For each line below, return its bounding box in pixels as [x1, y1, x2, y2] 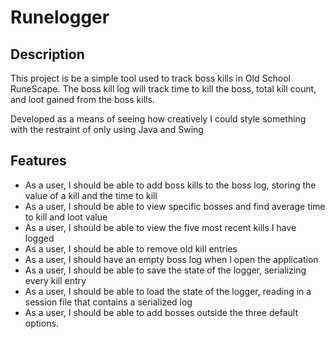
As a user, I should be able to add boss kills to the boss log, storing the [24, 179, 317, 191]
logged [24, 232, 55, 244]
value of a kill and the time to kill [24, 189, 158, 201]
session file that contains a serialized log [24, 296, 193, 308]
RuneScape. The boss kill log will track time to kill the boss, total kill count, [10, 83, 317, 95]
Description [10, 46, 85, 63]
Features [10, 152, 67, 170]
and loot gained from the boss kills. [10, 94, 155, 105]
